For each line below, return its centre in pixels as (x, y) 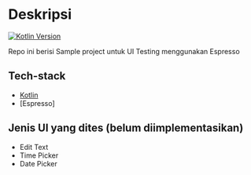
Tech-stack (37, 76)
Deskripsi (40, 15)
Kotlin (29, 95)
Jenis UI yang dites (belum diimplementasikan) (126, 128)
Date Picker (38, 163)
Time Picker (39, 155)
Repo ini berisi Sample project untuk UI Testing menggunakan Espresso (124, 51)
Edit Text (34, 147)
